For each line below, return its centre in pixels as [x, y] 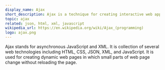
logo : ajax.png [21, 33]
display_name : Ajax [25, 10]
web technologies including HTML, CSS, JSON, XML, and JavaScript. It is [79, 52]
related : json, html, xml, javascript [45, 23]
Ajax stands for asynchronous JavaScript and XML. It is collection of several [82, 47]
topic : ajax [17, 19]
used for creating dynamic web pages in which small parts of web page [78, 57]
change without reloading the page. [41, 62]
